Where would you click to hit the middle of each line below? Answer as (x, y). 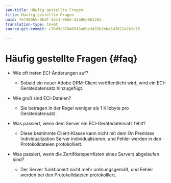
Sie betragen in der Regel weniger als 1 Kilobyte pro (75, 108)
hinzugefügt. (70, 88)
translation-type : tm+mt (32, 24)
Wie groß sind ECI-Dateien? (42, 98)
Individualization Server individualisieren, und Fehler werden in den (91, 139)
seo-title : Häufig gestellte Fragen (44, 10)
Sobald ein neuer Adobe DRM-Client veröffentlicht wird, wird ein (88, 83)
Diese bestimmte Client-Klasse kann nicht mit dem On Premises (87, 133)
